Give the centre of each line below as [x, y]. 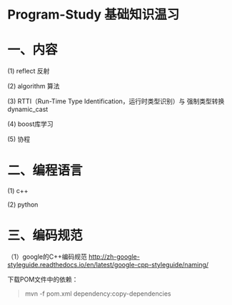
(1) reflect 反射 [29, 71]
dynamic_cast [28, 109]
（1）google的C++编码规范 [47, 257]
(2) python [23, 205]
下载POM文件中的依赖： [43, 279]
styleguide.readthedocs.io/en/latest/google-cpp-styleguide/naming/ [108, 265]
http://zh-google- [114, 257]
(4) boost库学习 [30, 124]
